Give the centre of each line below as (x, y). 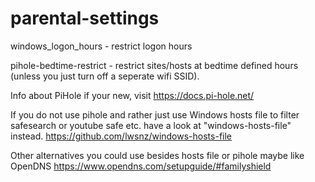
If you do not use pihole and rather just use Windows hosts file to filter (155, 114)
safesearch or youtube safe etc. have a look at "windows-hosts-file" (151, 125)
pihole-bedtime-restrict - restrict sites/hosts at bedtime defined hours (154, 65)
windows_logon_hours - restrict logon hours (101, 46)
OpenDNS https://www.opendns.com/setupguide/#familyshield (141, 166)
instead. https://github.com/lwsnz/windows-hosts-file (121, 136)
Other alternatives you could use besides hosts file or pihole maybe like (157, 155)
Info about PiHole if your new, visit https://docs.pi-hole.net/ (132, 95)
